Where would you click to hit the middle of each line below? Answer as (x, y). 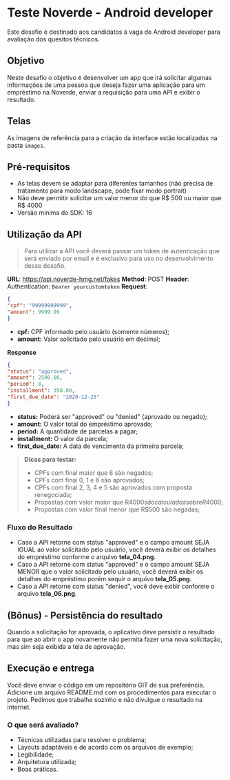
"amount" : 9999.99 (33, 312)
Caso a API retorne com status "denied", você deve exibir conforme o (116, 586)
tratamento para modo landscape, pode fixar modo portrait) (102, 191)
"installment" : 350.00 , (41, 391)
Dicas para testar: (50, 459)
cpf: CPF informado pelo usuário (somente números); (93, 331)
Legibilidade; (35, 754)
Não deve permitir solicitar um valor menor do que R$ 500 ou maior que (119, 198)
